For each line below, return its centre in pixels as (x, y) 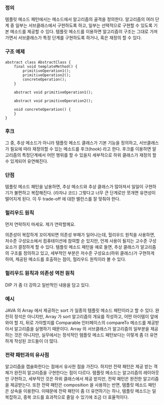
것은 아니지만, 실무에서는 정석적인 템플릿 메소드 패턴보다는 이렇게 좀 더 (81, 335)
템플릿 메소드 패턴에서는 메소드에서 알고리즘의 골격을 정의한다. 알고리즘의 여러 (80, 19)
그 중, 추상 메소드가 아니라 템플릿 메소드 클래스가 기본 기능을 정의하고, (71, 143)
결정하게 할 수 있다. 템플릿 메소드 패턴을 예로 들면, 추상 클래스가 (79, 247)
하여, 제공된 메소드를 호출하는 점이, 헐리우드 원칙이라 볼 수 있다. (66, 259)
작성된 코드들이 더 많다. (36, 341)
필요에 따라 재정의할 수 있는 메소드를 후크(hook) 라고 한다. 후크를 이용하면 (81, 149)
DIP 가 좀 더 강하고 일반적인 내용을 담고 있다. (48, 285)
